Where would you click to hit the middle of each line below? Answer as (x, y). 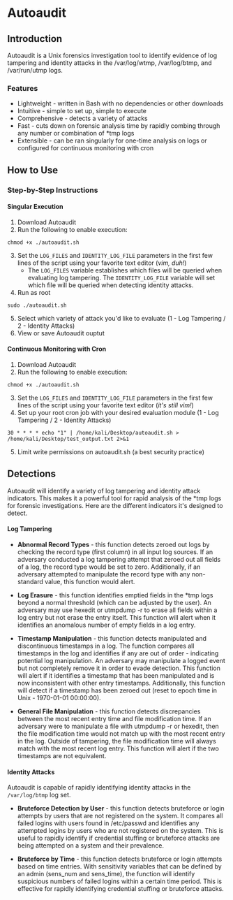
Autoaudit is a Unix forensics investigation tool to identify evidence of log (112, 55)
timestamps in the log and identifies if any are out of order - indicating (118, 653)
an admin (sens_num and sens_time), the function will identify (106, 874)
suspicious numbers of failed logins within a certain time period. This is (119, 881)
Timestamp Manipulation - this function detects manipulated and (112, 639)
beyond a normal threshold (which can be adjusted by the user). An (114, 603)
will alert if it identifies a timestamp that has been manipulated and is (116, 676)
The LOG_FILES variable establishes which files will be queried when (125, 270)
